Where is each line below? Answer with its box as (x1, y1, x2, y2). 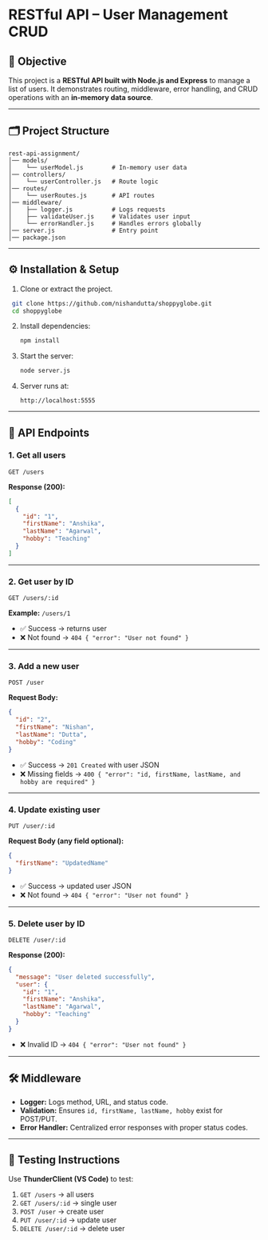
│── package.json (8, 234, 66, 242)
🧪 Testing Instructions (8, 1153, 120, 1166)
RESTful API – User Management (8, 6, 229, 24)
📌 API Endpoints (8, 426, 90, 439)
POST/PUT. (19, 1114, 57, 1123)
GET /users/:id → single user (19, 1198, 117, 1208)
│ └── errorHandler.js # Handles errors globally (8, 219, 202, 227)
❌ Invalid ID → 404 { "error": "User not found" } (19, 1039, 187, 1049)
